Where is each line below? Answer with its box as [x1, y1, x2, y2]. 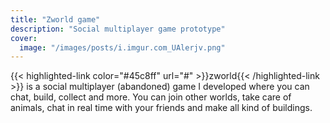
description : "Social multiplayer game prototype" [10, 24, 226, 34]
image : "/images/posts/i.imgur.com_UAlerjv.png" [19, 42, 226, 53]
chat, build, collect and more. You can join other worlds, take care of [10, 91, 292, 103]
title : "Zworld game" [10, 14, 101, 25]
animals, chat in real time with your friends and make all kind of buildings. [10, 102, 313, 114]
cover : [10, 33, 38, 43]
